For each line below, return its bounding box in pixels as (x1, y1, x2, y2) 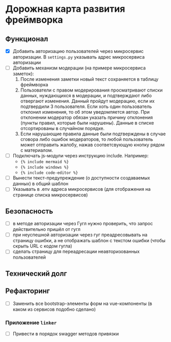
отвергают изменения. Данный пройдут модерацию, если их (20, 98, 155, 104)
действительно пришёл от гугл (12, 226, 81, 232)
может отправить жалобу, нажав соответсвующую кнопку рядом (20, 142, 165, 148)
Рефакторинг (5, 286, 50, 296)
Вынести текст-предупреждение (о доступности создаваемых (12, 175, 150, 181)
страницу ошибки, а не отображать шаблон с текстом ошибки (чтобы (12, 238, 165, 244)
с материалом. (20, 147, 53, 153)
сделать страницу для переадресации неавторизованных (12, 248, 140, 255)
